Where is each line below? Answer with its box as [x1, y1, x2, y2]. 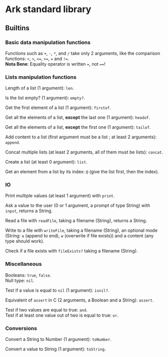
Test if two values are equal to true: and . [5, 307, 88, 313]
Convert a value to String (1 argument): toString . [5, 346, 106, 352]
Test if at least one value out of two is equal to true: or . [5, 312, 119, 318]
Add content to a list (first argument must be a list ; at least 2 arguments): [5, 134, 157, 140]
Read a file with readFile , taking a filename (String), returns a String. [5, 218, 147, 224]
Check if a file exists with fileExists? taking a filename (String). [5, 248, 138, 254]
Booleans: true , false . [5, 272, 51, 278]
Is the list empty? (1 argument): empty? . [5, 95, 86, 101]
